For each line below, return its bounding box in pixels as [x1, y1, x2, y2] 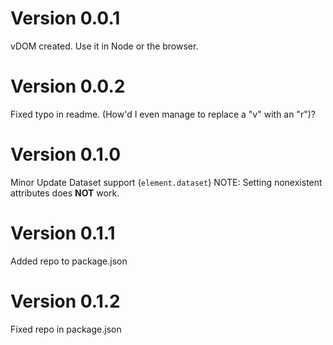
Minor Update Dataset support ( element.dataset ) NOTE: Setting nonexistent [10, 176, 323, 188]
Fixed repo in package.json [10, 323, 122, 335]
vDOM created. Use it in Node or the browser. [10, 40, 199, 52]
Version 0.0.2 [10, 75, 126, 98]
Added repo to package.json [10, 255, 128, 267]
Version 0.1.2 [10, 290, 121, 312]
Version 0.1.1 [10, 222, 116, 244]
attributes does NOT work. [10, 187, 120, 199]
